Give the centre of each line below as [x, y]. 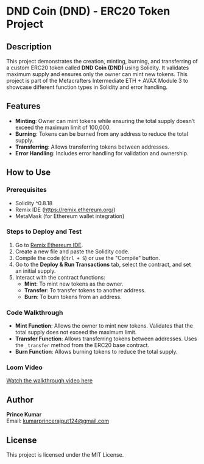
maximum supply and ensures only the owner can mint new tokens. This [97, 74]
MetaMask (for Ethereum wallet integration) [70, 216]
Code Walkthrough [35, 312]
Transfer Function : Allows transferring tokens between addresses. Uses [106, 339]
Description [29, 47]
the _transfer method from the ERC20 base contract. [82, 345]
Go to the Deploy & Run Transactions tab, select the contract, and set [103, 264]
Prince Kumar [24, 415]
